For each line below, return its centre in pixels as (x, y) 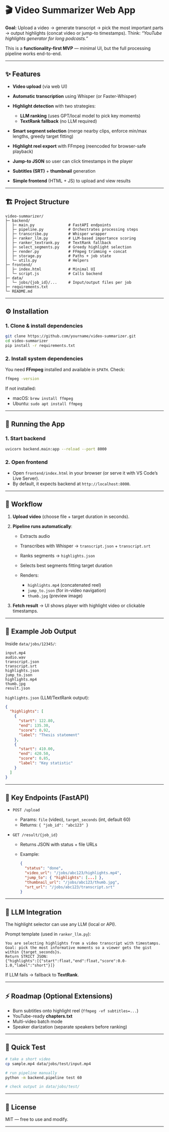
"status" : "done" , (44, 868)
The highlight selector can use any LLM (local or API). (61, 924)
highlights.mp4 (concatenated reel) (64, 585)
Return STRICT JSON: (27, 957)
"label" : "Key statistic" (46, 763)
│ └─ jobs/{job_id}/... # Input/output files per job (68, 282)
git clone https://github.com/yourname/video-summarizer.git (71, 336)
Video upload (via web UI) (40, 86)
